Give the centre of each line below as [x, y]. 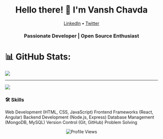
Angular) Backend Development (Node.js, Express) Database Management [80, 117]
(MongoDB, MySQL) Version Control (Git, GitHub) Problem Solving [71, 123]
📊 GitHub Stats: [38, 57]
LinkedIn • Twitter [81, 23]
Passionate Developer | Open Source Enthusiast [81, 36]
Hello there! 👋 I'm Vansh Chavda [81, 10]
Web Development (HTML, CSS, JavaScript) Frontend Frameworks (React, [79, 112]
